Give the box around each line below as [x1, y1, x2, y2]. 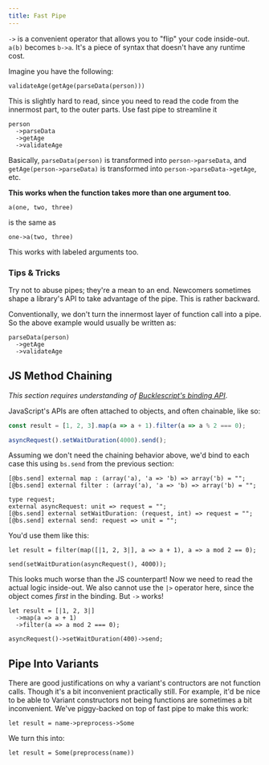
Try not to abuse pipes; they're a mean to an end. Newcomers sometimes [8, 285, 251, 295]
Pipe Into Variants [8, 657, 99, 670]
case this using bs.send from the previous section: [8, 459, 174, 469]
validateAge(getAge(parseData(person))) [8, 82, 146, 90]
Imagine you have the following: [8, 66, 114, 76]
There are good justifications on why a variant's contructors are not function [8, 678, 261, 688]
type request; [8, 495, 56, 504]
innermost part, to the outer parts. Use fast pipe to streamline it [8, 104, 218, 114]
